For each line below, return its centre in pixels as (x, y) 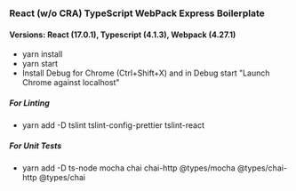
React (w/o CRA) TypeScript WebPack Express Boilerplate (137, 13)
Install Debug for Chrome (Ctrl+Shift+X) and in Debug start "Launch (146, 73)
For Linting (30, 103)
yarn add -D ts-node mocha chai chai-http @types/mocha (128, 168)
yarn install (42, 54)
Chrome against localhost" (71, 83)
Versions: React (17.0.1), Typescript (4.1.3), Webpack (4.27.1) (123, 35)
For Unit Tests (36, 146)
